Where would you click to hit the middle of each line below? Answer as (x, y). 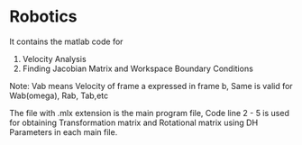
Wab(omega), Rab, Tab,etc (59, 95)
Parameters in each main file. (64, 131)
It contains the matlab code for (66, 41)
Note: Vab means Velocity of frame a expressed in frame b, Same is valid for (151, 86)
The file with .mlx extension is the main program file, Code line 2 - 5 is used (150, 113)
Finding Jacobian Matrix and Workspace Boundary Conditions (138, 68)
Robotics (44, 17)
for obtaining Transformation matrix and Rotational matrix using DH (134, 122)
